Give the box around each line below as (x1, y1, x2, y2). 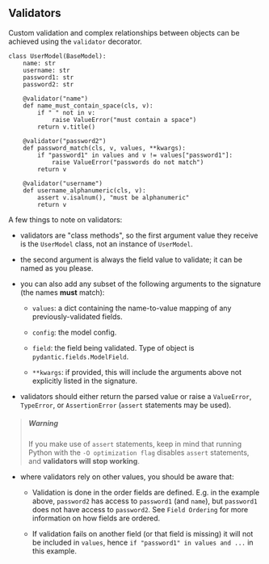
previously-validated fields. (32, 311, 123, 322)
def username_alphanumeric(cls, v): (23, 186, 147, 195)
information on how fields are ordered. (32, 513, 161, 523)
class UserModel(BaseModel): (8, 52, 107, 60)
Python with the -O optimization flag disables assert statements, (27, 448, 250, 457)
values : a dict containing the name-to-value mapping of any (32, 303, 232, 313)
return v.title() (37, 123, 95, 131)
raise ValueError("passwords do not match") (51, 158, 204, 166)
